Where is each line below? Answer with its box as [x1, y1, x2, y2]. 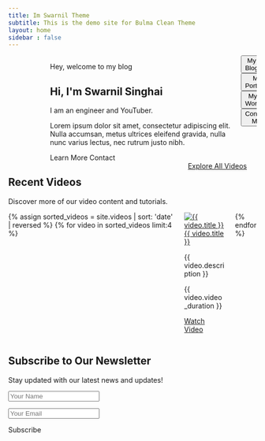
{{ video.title [184, 228, 225, 238]
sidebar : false [8, 33, 62, 42]
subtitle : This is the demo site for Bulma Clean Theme [8, 19, 196, 27]
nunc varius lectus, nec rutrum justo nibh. [50, 138, 185, 147]
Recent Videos [8, 176, 82, 189]
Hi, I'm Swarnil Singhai [50, 84, 163, 98]
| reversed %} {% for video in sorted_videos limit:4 [8, 220, 172, 229]
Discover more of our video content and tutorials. [8, 196, 168, 206]
